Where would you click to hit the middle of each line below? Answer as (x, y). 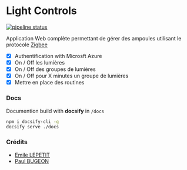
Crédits (17, 142)
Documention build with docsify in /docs (55, 111)
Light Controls (42, 11)
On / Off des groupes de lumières (55, 69)
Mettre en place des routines (49, 83)
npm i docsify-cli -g (33, 121)
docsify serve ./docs (33, 127)
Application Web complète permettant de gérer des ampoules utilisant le (94, 38)
